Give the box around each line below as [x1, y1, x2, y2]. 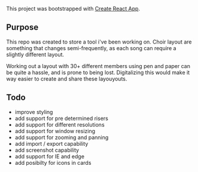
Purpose [6, 22, 39, 32]
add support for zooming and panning [14, 134, 109, 141]
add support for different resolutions [14, 121, 105, 128]
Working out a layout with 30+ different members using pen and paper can [6, 62, 190, 69]
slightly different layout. [6, 51, 65, 58]
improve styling [14, 108, 53, 115]
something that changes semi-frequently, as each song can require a [6, 44, 176, 51]
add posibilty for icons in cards [14, 159, 92, 166]
